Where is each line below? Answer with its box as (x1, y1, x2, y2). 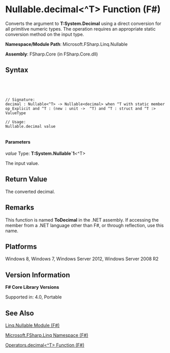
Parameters (5, 139, 31, 145)
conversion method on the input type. (5, 31, 84, 37)
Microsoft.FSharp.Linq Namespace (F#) (5, 332, 89, 338)
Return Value (5, 175, 47, 184)
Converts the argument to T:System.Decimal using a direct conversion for (5, 20, 161, 26)
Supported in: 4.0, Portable (5, 294, 62, 300)
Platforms (5, 242, 37, 251)
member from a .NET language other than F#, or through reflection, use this (5, 222, 164, 228)
